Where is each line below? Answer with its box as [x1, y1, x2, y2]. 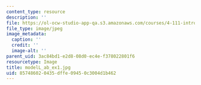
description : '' [6, 14, 47, 20]
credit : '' [11, 42, 39, 48]
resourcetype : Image [6, 59, 58, 65]
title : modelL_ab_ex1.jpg [6, 64, 71, 71]
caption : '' [11, 37, 42, 42]
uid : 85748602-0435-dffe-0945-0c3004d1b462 [6, 70, 117, 76]
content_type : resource [6, 8, 66, 15]
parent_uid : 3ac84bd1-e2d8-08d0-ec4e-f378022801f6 [6, 53, 135, 59]
